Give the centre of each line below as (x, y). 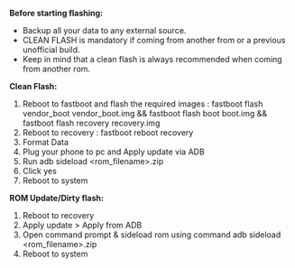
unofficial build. (51, 50)
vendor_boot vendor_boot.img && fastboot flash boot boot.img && (145, 113)
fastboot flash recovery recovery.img (91, 123)
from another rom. (56, 69)
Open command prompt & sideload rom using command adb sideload (152, 235)
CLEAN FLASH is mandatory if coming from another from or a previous (154, 40)
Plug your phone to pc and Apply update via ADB (113, 152)
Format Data (46, 142)
